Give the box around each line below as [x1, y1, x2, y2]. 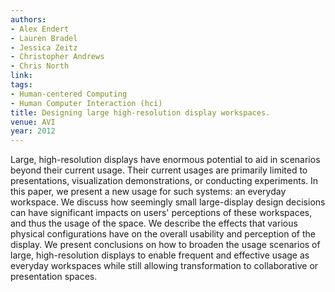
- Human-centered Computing [10, 89, 128, 99]
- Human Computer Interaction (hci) [10, 98, 163, 108]
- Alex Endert [10, 24, 70, 34]
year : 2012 [10, 126, 56, 136]
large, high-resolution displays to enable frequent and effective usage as [10, 249, 310, 261]
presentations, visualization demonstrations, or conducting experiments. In [10, 175, 319, 187]
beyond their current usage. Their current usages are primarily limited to [10, 164, 308, 176]
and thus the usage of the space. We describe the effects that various [10, 217, 298, 230]
